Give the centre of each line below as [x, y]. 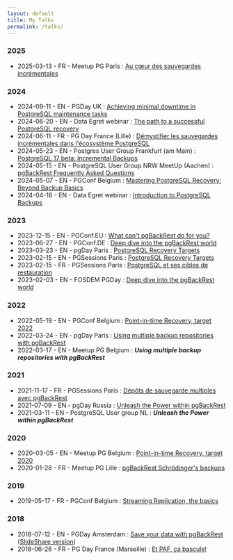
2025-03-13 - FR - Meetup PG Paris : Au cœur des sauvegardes [109, 66]
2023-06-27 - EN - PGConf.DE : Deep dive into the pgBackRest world [117, 243]
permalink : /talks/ [35, 26]
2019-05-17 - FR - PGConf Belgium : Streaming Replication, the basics [118, 501]
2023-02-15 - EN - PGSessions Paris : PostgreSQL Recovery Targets [115, 258]
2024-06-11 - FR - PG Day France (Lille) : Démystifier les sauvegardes [118, 135]
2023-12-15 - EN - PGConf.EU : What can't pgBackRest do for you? [113, 236]
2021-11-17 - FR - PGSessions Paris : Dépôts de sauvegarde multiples [116, 390]
